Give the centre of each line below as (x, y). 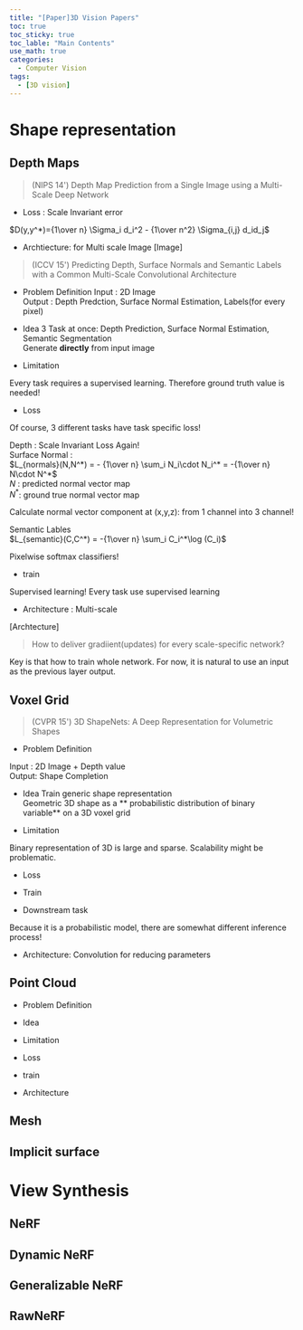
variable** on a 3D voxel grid (76, 813)
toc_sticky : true (42, 34)
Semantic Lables (40, 529)
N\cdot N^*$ (33, 474)
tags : (19, 77)
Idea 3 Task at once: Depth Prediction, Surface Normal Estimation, (146, 328)
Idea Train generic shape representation (97, 793)
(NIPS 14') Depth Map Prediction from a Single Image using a (145, 185)
